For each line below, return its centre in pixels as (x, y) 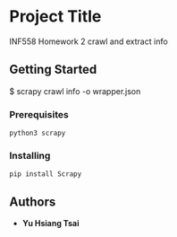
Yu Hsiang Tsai (51, 224)
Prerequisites (39, 114)
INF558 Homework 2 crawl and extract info (88, 41)
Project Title (55, 17)
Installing (30, 155)
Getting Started (53, 70)
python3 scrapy (38, 133)
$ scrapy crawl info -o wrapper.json (75, 91)
